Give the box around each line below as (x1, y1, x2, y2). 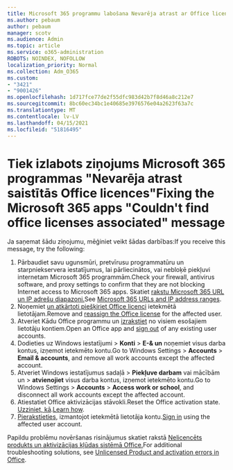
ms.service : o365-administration (7, 49, 104, 56)
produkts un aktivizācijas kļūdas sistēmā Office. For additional (7, 441, 182, 449)
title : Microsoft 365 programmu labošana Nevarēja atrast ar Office (7, 10, 209, 17)
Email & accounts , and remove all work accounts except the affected (17, 354, 215, 362)
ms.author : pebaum (7, 17, 60, 24)
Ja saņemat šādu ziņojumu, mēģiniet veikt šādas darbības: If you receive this (7, 237, 226, 246)
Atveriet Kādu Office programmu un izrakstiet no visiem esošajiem (17, 317, 207, 325)
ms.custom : (7, 74, 39, 82)
